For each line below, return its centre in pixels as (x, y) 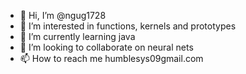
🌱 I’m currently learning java (77, 36)
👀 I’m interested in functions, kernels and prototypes (128, 26)
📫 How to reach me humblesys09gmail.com (111, 58)
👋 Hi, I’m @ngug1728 (63, 15)
